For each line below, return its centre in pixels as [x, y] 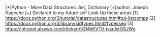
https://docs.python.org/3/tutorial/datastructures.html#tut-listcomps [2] [81, 18]
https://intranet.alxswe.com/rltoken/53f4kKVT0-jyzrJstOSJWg [70, 29]
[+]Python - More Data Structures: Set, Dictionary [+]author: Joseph [77, 7]
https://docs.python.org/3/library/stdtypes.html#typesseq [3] [69, 23]
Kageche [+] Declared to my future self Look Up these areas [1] [72, 13]
